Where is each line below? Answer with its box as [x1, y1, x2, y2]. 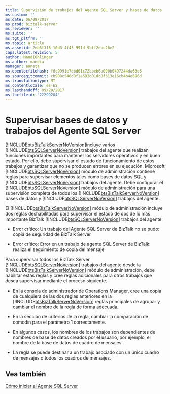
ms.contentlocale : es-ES [5, 83, 58, 88]
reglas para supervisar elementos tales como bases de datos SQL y [5, 174, 147, 180]
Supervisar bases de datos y [5, 114, 128, 126]
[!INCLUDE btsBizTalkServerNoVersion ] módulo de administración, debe [5, 267, 155, 273]
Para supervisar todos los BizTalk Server [5, 257, 90, 263]
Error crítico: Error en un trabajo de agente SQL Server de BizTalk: [12, 241, 151, 247]
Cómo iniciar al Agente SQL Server [5, 383, 78, 389]
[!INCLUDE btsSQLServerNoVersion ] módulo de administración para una [5, 185, 156, 191]
